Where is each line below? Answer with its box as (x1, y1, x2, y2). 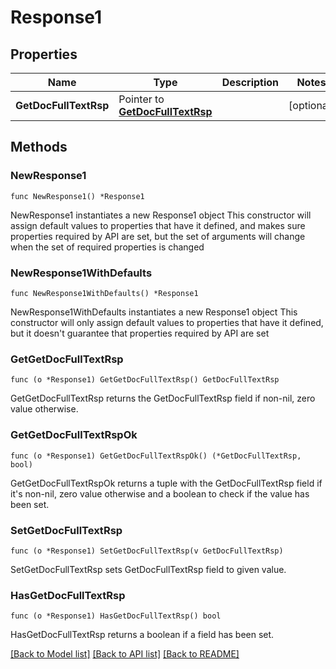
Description (221, 76, 280, 89)
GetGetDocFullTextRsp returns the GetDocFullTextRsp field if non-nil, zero (10, 392, 316, 405)
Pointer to (118, 92, 165, 106)
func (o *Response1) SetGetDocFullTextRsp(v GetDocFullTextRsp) (10, 546, 284, 556)
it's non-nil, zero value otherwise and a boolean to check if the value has (10, 487, 310, 500)
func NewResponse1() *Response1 (10, 191, 145, 201)
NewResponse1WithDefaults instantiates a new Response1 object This (10, 306, 298, 318)
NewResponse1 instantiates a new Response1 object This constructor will (10, 209, 312, 221)
